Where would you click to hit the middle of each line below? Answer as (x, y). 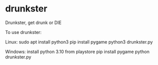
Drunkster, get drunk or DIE (33, 22)
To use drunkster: (23, 32)
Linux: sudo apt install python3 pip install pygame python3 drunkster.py (79, 42)
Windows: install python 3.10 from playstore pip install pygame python (77, 51)
